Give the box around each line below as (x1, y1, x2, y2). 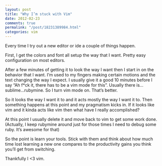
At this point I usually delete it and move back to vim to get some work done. (5, 117, 158, 122)
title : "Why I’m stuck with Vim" (5, 12, 73, 16)
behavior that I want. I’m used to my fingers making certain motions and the (5, 72, 156, 77)
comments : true (5, 20, 36, 26)
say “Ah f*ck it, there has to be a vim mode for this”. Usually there (5, 82, 135, 88)
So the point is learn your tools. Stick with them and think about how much (5, 136, 153, 142)
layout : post (5, 7, 31, 12)
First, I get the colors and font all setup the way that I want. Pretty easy (5, 52, 146, 58)
